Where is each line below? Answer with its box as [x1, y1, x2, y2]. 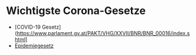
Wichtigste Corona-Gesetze [6, 4, 146, 18]
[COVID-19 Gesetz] [14, 23, 62, 30]
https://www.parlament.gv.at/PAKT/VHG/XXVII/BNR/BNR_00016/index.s [16, 29, 190, 36]
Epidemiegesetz [14, 42, 54, 49]
